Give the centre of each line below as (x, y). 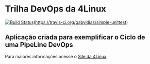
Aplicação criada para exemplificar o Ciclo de (75, 37)
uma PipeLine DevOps (39, 45)
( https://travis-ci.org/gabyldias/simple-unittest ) (81, 22)
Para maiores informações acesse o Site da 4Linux (56, 56)
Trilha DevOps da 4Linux (56, 9)
